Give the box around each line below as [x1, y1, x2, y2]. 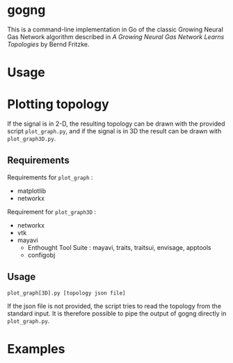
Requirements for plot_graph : [7, 173, 93, 181]
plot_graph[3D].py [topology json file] [7, 289, 127, 297]
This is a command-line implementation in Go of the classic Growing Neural [7, 25, 224, 34]
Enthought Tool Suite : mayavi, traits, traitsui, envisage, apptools [27, 243, 211, 251]
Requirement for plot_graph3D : [7, 207, 96, 216]
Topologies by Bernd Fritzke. [7, 40, 90, 48]
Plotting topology [7, 96, 109, 112]
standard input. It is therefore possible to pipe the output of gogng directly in [7, 309, 227, 318]
